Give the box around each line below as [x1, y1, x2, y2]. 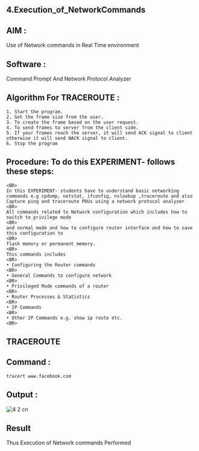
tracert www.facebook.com [6, 373, 71, 379]
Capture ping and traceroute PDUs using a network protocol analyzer [6, 198, 185, 205]
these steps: [6, 166, 54, 177]
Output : [6, 390, 38, 400]
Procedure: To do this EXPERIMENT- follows [6, 157, 175, 167]
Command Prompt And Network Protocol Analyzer [6, 75, 131, 82]
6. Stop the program [6, 140, 58, 146]
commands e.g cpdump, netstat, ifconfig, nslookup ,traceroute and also [6, 193, 193, 199]
